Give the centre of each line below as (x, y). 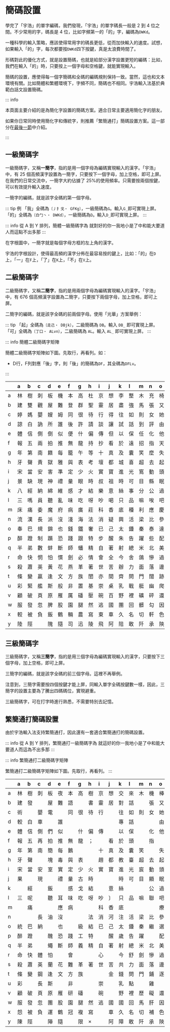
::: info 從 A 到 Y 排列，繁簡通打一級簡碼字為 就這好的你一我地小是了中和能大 (85, 743)
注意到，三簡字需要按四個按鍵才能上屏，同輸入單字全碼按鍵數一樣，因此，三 (85, 684)
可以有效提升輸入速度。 (30, 187)
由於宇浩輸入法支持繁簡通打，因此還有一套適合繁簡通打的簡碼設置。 (76, 732)
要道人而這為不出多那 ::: (30, 749)
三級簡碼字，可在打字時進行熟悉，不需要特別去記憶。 (61, 702)
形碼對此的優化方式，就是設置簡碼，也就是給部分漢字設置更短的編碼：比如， (85, 59)
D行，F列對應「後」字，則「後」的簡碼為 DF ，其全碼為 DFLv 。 (76, 363)
